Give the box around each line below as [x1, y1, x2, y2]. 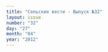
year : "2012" [6, 36, 39, 42]
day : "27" [6, 25, 31, 32]
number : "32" [6, 20, 39, 26]
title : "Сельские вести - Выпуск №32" [6, 8, 103, 15]
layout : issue [6, 14, 42, 20]
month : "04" [6, 31, 36, 37]
